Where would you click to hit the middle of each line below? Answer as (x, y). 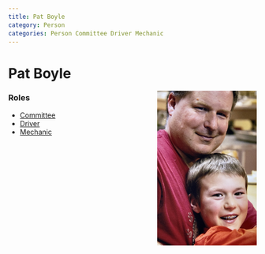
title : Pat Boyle (37, 17)
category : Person (37, 25)
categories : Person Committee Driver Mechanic (86, 33)
